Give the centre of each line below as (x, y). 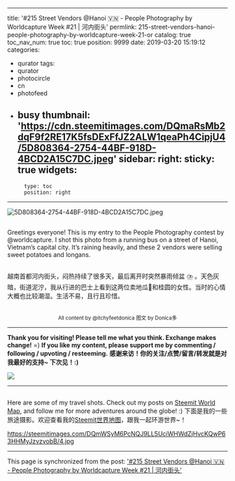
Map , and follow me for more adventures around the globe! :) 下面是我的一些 (117, 411)
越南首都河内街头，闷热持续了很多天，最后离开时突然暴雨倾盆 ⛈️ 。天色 (110, 276)
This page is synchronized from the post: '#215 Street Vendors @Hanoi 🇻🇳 (116, 461)
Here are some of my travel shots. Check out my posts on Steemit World (111, 402)
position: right (48, 192)
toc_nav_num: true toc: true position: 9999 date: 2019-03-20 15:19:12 (106, 42)
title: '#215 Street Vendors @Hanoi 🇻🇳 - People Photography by (100, 18)
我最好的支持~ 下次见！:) (43, 362)
